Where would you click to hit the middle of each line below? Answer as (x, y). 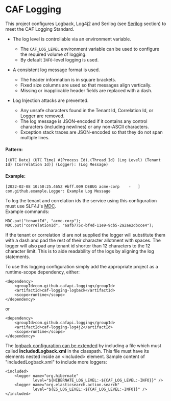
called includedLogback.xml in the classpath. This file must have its (77, 351)
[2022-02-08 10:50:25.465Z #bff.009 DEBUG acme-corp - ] (73, 187)
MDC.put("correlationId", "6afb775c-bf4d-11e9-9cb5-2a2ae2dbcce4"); (80, 226)
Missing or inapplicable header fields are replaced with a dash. (86, 90)
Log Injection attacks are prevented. (51, 100)
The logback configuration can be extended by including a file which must (83, 346)
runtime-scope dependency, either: (43, 272)
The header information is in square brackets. (68, 79)
